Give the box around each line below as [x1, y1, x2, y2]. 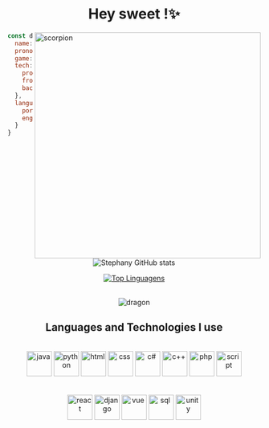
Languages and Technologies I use [45, 320, 223, 334]
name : [14, 39, 34, 47]
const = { [7, 31, 59, 40]
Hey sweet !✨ [88, 5, 181, 23]
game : [14, 54, 34, 63]
